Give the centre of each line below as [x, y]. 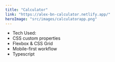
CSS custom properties [36, 38]
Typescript [23, 54]
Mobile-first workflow [35, 49]
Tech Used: [24, 33]
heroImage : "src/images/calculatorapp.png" [51, 19]
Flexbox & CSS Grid [33, 44]
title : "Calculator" [27, 10]
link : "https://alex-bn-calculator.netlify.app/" [58, 14]
